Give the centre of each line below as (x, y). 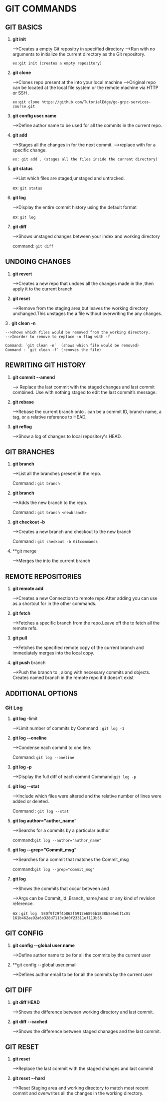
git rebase (23, 402)
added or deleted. (31, 801)
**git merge (24, 551)
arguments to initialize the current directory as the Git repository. (79, 54)
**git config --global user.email (44, 964)
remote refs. (25, 628)
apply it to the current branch (42, 288)
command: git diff (33, 246)
